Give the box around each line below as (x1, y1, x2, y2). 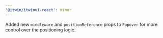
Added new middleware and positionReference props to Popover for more (5, 21, 158, 27)
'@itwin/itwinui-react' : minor (5, 7, 72, 13)
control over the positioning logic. (5, 26, 76, 33)
